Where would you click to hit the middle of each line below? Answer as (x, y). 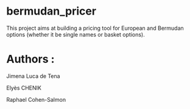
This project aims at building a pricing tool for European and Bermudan (95, 28)
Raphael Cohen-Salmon (36, 99)
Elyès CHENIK (24, 88)
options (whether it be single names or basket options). (76, 34)
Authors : (30, 59)
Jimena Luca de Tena (33, 76)
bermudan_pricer (51, 11)
